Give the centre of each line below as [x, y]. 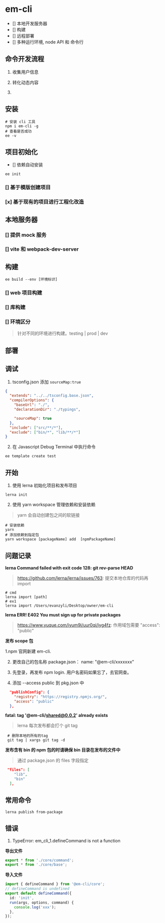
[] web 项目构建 [24, 293]
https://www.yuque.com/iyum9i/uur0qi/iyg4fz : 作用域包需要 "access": [89, 625]
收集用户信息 [25, 72]
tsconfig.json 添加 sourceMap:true [47, 382]
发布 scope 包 [19, 641]
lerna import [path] [26, 597]
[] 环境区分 [18, 322]
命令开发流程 [25, 59]
